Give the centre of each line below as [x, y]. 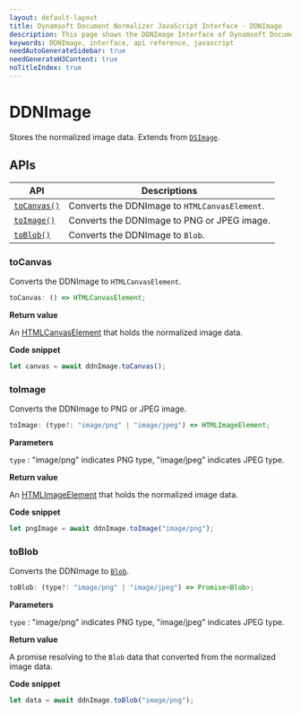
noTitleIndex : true [46, 68]
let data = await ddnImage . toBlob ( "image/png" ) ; [102, 700]
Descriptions [170, 190]
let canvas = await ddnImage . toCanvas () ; [88, 366]
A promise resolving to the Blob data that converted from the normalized [142, 657]
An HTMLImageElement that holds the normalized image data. [124, 494]
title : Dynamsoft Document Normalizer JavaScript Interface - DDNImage [146, 26]
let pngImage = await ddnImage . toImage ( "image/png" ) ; [112, 528]
